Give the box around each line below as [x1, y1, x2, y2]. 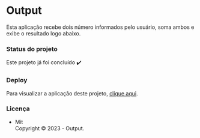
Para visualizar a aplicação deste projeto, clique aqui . [6, 89, 138, 97]
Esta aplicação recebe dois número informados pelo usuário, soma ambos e [6, 23, 195, 31]
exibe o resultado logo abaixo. [6, 29, 81, 37]
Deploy [6, 76, 28, 85]
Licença [6, 104, 30, 113]
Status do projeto [6, 44, 58, 53]
